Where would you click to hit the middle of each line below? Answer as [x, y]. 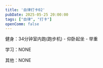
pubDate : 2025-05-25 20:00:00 [37, 15]
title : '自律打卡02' [25, 10]
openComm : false [22, 24]
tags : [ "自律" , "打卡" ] [28, 19]
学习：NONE [18, 50]
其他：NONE [18, 60]
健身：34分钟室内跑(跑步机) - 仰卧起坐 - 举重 [51, 39]
